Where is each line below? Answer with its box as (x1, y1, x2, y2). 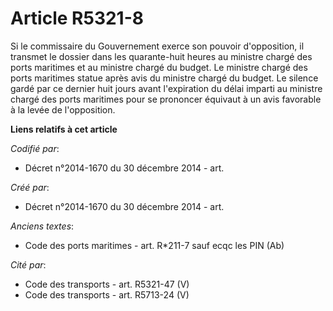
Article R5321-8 (10, 7, 144, 30)
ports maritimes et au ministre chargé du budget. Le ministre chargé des (10, 61, 308, 73)
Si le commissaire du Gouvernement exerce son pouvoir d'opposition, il (10, 40, 305, 52)
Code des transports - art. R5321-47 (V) (24, 278, 190, 290)
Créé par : (10, 181, 50, 193)
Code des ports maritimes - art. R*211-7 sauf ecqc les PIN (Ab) (24, 239, 285, 251)
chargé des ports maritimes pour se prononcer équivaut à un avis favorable (10, 93, 322, 105)
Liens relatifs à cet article (10, 123, 118, 135)
